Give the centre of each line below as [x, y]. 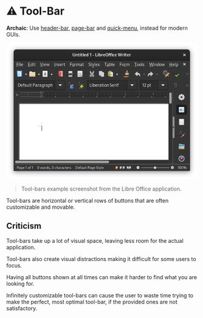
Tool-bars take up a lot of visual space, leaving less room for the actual [95, 240]
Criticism [24, 226]
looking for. [20, 283]
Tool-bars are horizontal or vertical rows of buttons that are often [87, 200]
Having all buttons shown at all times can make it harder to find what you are [102, 277]
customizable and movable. [41, 207]
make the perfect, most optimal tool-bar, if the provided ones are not [92, 302]
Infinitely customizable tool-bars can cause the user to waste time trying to [100, 295]
